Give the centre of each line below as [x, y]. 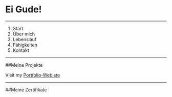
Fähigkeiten [25, 45]
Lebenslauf [25, 39]
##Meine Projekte [24, 65]
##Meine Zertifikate [26, 90]
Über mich [24, 34]
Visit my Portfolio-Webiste [33, 75]
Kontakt [21, 50]
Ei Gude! [24, 9]
